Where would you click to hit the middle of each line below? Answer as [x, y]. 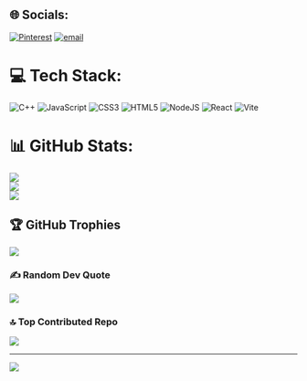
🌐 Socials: [39, 15]
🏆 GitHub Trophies [65, 225]
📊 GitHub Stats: [72, 146]
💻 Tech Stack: [66, 76]
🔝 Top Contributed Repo [64, 322]
